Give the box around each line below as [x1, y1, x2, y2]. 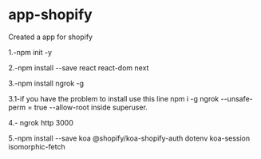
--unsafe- [220, 93, 253, 103]
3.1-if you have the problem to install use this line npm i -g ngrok [8, 93, 219, 103]
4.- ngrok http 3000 [8, 117, 73, 127]
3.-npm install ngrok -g [8, 78, 85, 88]
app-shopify [8, 6, 93, 24]
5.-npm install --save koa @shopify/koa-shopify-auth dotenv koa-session [8, 133, 251, 143]
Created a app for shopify [8, 32, 93, 42]
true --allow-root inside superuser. [34, 102, 148, 112]
